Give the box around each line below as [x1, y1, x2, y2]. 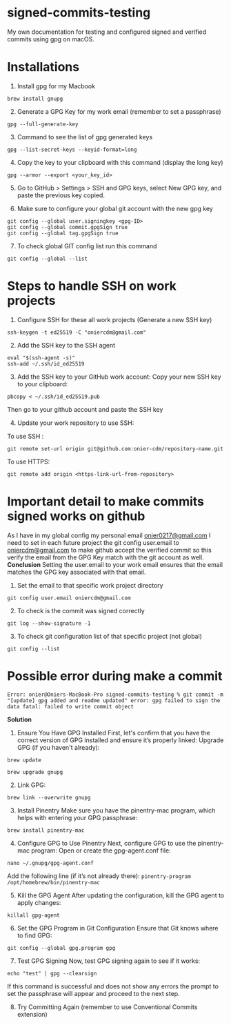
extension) [17, 1010, 48, 1018]
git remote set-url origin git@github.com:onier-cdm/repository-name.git [7, 445, 224, 452]
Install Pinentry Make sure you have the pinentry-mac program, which [17, 806, 216, 815]
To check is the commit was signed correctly [17, 606, 145, 615]
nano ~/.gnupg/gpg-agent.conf [7, 859, 94, 866]
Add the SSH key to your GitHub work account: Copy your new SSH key [17, 372, 221, 381]
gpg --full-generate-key [7, 121, 79, 128]
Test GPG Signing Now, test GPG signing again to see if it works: [17, 957, 201, 965]
